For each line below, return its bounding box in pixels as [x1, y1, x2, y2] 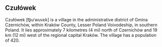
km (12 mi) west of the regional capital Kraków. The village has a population [5, 32, 157, 38]
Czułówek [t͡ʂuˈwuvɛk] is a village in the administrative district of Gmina [5, 16, 148, 22]
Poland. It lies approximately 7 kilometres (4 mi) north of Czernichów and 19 [5, 27, 158, 33]
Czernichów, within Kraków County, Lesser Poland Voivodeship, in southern [5, 22, 158, 28]
